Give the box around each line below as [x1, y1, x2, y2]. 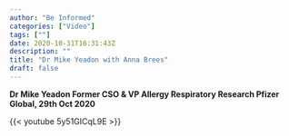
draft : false [9, 64, 59, 73]
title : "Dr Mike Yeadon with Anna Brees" [9, 55, 169, 64]
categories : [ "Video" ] [9, 22, 95, 31]
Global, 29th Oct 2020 [9, 98, 95, 109]
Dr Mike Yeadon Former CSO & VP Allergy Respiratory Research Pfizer [9, 88, 280, 100]
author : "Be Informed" [9, 13, 95, 23]
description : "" [9, 47, 71, 56]
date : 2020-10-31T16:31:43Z [9, 38, 116, 48]
